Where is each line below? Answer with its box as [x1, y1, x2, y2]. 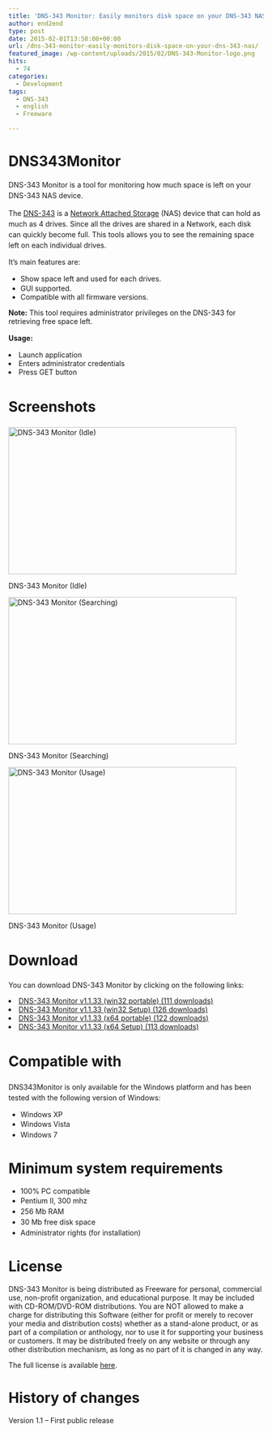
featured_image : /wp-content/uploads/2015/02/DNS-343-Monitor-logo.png [8, 50, 255, 58]
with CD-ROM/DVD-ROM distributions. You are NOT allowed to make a [8, 1301, 244, 1311]
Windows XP [19, 1109, 63, 1119]
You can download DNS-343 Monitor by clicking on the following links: [8, 980, 244, 990]
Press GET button [19, 367, 78, 377]
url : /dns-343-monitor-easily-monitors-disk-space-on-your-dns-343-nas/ [8, 42, 259, 50]
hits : [8, 58, 27, 66]
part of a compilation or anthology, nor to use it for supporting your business [8, 1327, 264, 1336]
